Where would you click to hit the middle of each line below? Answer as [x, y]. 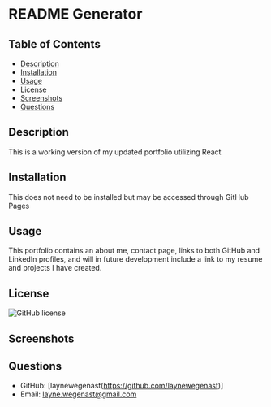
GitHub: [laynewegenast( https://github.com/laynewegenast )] [122, 386]
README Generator [75, 14]
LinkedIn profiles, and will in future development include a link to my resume [135, 259]
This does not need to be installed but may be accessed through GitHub [129, 197]
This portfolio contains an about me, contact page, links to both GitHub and [134, 251]
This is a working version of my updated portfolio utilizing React [115, 152]
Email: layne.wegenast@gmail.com [78, 394]
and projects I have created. [55, 268]
